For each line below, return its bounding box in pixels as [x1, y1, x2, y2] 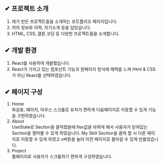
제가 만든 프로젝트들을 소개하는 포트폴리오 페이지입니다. [11, 18, 118, 24]
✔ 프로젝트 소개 [4, 4, 49, 13]
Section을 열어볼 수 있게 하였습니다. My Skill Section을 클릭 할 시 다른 [11, 130, 146, 136]
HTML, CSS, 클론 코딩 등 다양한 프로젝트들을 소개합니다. [11, 31, 120, 36]
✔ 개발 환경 [4, 46, 37, 55]
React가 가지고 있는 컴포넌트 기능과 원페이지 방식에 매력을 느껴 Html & [11, 66, 146, 72]
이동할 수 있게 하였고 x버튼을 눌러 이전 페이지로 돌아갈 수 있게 [20, 136, 138, 142]
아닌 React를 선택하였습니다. [17, 72, 72, 78]
